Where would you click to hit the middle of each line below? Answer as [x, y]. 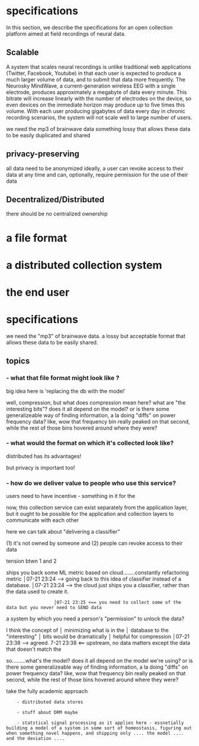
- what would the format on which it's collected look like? [90, 443]
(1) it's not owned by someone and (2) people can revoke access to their [94, 543]
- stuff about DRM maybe [47, 713]
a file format [37, 238]
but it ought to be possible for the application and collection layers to [90, 514]
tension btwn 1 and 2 [32, 561]
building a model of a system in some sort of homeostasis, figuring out [99, 728]
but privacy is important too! [41, 468]
